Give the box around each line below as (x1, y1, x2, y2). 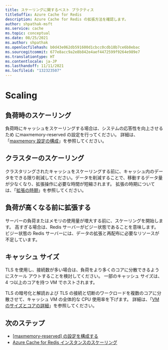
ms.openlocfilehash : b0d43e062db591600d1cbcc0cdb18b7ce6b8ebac (5, 45, 140, 50)
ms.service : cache (5, 26, 44, 31)
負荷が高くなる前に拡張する (5, 203, 91, 212)
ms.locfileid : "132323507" (5, 68, 62, 73)
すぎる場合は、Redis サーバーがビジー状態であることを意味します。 (19, 224, 159, 230)
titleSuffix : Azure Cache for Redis (5, 12, 82, 17)
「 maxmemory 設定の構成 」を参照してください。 (5, 138, 107, 144)
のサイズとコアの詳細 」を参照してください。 (5, 303, 97, 309)
